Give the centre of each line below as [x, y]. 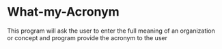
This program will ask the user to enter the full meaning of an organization [111, 31]
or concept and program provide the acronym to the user [87, 37]
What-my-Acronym [63, 12]
